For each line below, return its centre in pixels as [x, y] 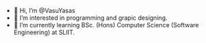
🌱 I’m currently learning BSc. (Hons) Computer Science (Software [106, 25]
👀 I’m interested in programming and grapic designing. [91, 18]
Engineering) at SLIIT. [44, 32]
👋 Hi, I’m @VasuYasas [44, 11]
